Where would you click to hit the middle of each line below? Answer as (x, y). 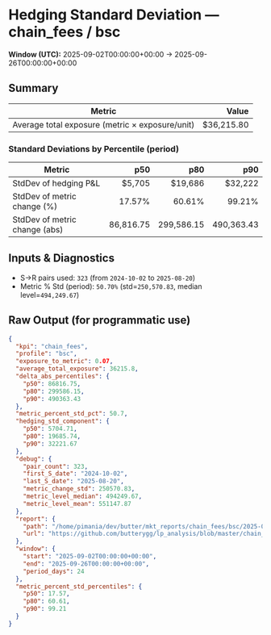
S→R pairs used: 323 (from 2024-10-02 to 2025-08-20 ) (108, 278)
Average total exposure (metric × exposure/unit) (104, 124)
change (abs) (38, 230)
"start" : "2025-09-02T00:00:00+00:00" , (90, 557)
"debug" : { (34, 459)
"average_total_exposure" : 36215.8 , (77, 369)
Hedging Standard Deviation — (114, 15)
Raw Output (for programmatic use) (100, 320)
